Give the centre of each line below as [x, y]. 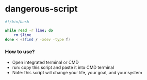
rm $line [23, 35]
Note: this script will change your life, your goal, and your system [77, 72]
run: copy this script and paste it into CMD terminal [63, 67]
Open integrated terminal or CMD [45, 62]
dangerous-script [41, 9]
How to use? [20, 52]
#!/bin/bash [17, 22]
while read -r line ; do [29, 30]
